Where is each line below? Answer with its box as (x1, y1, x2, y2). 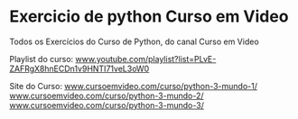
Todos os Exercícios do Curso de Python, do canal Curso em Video (9, 36, 259, 47)
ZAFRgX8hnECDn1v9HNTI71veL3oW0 (9, 63, 150, 74)
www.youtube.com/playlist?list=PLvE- (75, 53, 217, 64)
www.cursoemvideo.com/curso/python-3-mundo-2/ (9, 90, 205, 101)
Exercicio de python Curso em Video (9, 6, 289, 27)
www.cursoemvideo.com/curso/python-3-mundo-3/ (9, 99, 205, 110)
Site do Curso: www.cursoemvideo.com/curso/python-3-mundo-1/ (9, 80, 258, 91)
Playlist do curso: (9, 53, 74, 64)
